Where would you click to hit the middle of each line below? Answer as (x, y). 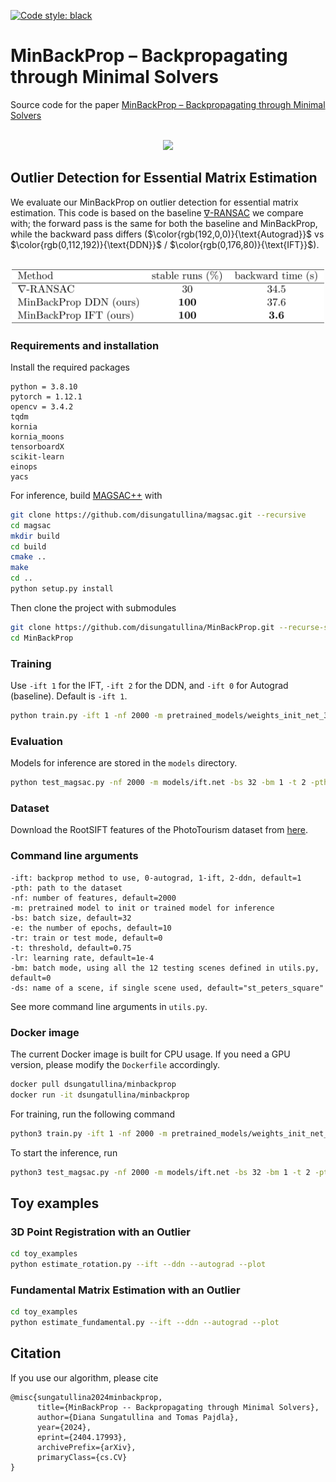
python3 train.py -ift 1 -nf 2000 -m (89, 1133)
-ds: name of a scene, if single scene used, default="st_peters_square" (167, 988)
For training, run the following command (92, 1114)
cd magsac (31, 525)
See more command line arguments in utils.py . (109, 1006)
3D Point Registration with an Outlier (100, 1232)
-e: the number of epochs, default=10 (91, 928)
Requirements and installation (85, 345)
